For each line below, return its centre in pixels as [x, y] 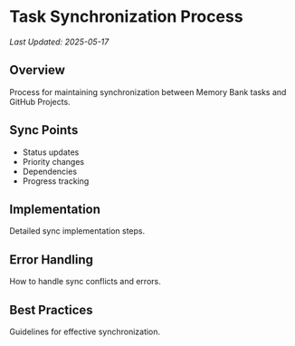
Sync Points [44, 130]
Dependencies [50, 171]
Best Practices [51, 310]
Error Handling [51, 259]
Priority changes [53, 161]
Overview [38, 70]
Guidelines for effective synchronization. [85, 332]
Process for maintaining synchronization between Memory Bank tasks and [148, 91]
